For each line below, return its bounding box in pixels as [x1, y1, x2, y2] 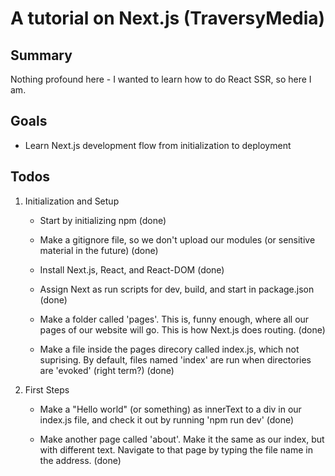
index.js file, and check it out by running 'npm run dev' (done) [39, 413, 295, 426]
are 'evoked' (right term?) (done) [39, 364, 175, 376]
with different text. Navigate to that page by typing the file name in [39, 443, 313, 456]
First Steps [24, 383, 70, 396]
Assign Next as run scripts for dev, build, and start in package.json [39, 283, 315, 295]
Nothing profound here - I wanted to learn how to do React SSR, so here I [10, 73, 312, 85]
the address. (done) [39, 454, 122, 466]
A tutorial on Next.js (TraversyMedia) [10, 7, 326, 30]
